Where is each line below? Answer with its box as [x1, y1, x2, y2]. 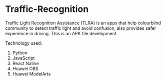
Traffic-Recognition [5, 3, 89, 15]
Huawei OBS [12, 66, 38, 72]
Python [12, 50, 27, 56]
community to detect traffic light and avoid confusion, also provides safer [5, 25, 156, 31]
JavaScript [12, 55, 35, 61]
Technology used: [5, 40, 42, 46]
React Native [12, 60, 39, 66]
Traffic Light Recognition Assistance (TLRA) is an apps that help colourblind [5, 20, 161, 26]
